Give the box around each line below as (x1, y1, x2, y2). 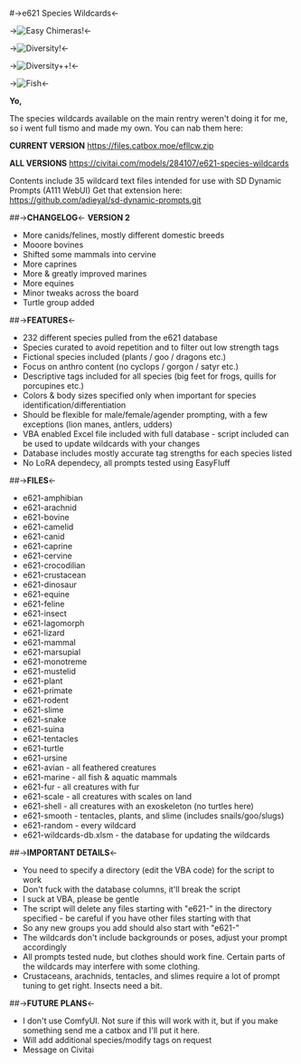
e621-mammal (22, 637, 77, 647)
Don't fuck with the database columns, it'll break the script (22, 884, 241, 895)
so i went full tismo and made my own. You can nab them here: (9, 122, 244, 133)
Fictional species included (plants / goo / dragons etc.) (22, 352, 227, 362)
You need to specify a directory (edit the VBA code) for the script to (22, 865, 275, 875)
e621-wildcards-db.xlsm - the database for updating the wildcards (22, 829, 270, 840)
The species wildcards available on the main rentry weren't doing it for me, (9, 113, 288, 123)
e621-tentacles (22, 733, 79, 744)
